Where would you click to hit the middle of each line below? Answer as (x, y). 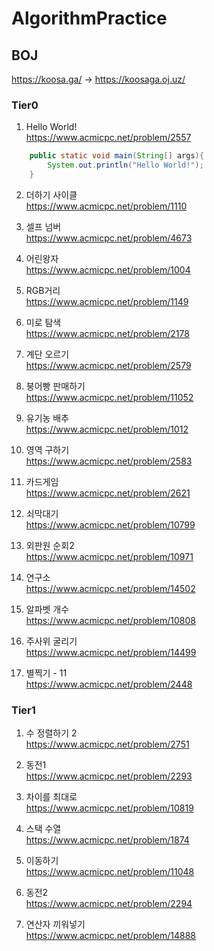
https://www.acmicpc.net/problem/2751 (107, 744)
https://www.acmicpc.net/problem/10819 (109, 808)
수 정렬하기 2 (51, 733)
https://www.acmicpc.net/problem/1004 (108, 269)
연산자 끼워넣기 (55, 924)
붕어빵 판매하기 (55, 386)
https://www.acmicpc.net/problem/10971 (109, 556)
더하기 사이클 (51, 194)
